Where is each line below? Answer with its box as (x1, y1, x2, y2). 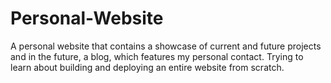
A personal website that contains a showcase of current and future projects (10, 40, 322, 52)
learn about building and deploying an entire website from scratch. (10, 61, 285, 73)
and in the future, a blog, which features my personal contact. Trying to (10, 50, 304, 62)
